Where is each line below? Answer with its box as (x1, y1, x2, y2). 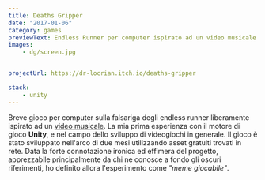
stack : (8, 84, 30, 92)
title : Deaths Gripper (8, 11, 83, 20)
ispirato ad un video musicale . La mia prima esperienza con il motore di (8, 121, 240, 130)
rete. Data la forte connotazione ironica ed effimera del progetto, (8, 146, 219, 156)
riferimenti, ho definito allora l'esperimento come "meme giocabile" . (8, 163, 229, 172)
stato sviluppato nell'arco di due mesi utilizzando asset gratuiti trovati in (8, 137, 242, 147)
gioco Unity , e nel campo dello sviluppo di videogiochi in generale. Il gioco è (8, 129, 258, 139)
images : (8, 41, 34, 49)
